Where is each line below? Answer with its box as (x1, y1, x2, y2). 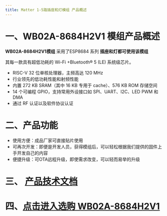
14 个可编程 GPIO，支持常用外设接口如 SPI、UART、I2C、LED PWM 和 (12, 89, 158, 95)
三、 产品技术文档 (5, 176, 78, 187)
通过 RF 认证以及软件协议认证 (12, 100, 74, 106)
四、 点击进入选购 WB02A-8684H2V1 (5, 200, 160, 212)
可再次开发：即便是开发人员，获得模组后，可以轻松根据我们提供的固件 (12, 143, 158, 150)
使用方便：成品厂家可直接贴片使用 (12, 137, 83, 143)
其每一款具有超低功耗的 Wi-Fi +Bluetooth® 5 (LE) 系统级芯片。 (5, 59, 134, 65)
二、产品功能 (5, 119, 59, 131)
